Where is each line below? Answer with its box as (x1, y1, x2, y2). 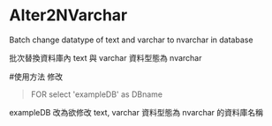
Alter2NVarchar (9, 5, 128, 26)
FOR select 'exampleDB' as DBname (30, 89, 163, 100)
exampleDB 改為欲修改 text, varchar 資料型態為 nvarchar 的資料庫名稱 (9, 107, 263, 117)
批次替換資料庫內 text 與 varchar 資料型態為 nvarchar (9, 52, 202, 63)
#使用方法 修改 (9, 71, 64, 82)
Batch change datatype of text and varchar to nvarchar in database (9, 34, 253, 45)
